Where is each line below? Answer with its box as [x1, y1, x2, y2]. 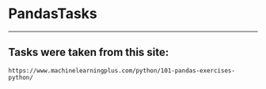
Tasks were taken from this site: [8, 46, 169, 59]
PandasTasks [8, 5, 97, 23]
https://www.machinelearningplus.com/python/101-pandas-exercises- [8, 66, 236, 75]
